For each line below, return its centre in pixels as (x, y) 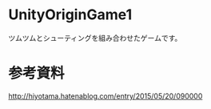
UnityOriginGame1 (70, 15)
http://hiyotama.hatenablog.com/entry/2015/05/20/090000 (105, 96)
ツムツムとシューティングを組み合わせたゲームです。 (95, 38)
